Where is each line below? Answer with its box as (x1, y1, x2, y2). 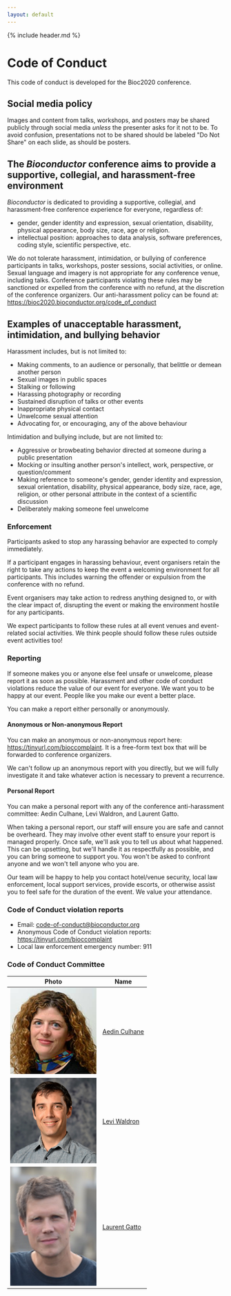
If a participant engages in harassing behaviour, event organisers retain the (7, 558, 221, 567)
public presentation (17, 453, 72, 462)
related (7, 629, 28, 638)
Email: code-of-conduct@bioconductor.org (17, 921, 140, 929)
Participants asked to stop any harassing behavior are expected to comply (7, 538, 219, 546)
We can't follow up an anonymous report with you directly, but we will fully (7, 763, 219, 772)
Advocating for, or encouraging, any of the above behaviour (17, 420, 188, 427)
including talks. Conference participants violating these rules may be (7, 276, 202, 284)
